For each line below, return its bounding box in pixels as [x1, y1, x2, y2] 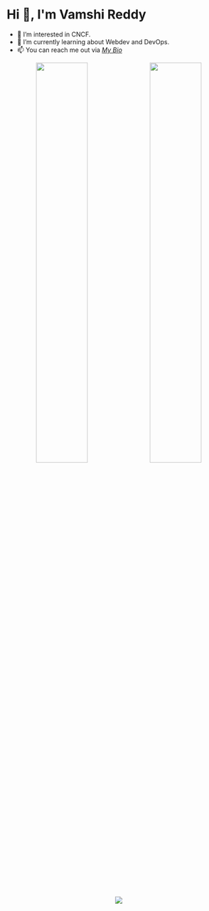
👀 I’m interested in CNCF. [16, 30, 91, 38]
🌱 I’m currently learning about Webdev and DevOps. [16, 37, 170, 46]
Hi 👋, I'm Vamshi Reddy [6, 6, 146, 23]
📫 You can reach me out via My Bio [16, 46, 122, 54]
